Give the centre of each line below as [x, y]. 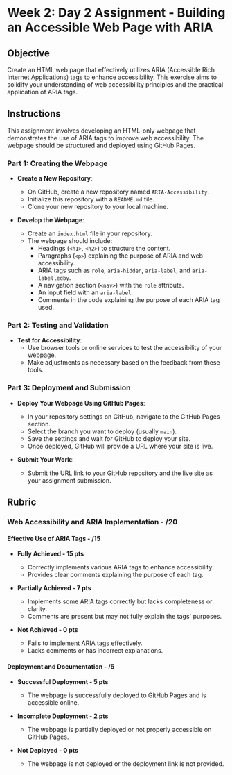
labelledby [53, 278]
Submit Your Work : [45, 459]
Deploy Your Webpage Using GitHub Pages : [81, 403]
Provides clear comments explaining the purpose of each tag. [115, 575]
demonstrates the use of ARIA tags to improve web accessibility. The [106, 137]
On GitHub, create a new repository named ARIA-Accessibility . [118, 192]
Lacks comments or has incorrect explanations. [95, 651]
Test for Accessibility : [50, 340]
